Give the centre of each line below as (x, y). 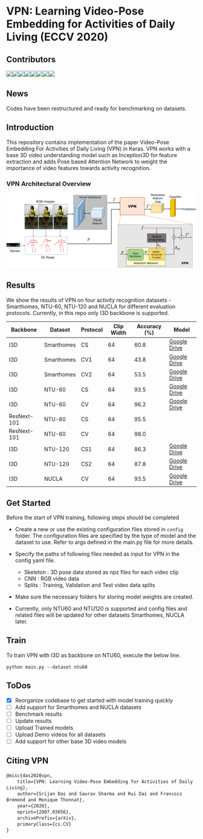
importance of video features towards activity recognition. (79, 168)
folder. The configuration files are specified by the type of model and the (105, 535)
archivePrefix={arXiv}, (47, 818)
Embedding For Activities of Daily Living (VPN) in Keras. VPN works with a (98, 148)
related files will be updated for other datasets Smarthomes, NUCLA (100, 615)
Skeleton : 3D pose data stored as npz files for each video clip (101, 572)
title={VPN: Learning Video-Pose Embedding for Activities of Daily (105, 781)
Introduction (30, 128)
